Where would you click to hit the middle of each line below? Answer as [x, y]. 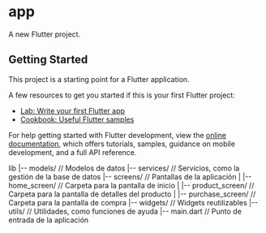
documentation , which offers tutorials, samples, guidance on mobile [122, 144]
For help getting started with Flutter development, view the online [118, 135]
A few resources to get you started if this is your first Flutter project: [122, 95]
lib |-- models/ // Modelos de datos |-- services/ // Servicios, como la [124, 168]
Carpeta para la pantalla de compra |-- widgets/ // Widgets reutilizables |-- [133, 202]
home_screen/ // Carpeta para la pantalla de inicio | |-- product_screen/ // [131, 185]
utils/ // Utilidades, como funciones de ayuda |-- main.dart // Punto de [125, 211]
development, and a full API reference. [73, 152]
